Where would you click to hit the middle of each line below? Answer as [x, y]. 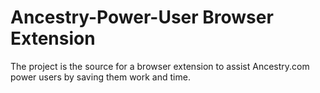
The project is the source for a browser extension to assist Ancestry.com [160, 66]
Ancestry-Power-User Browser [142, 17]
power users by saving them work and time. [100, 77]
